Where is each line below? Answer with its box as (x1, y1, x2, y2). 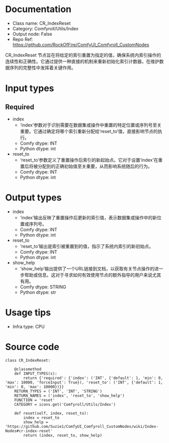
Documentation (5, 4, 72, 15)
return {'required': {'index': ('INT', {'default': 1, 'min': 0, (23, 375, 163, 381)
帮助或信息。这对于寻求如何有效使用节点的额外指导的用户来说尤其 (24, 272, 161, 278)
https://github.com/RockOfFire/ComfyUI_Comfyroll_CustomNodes (12, 41, 149, 47)
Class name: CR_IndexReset (12, 20, 71, 26)
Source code (5, 341, 59, 352)
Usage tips (5, 307, 51, 319)
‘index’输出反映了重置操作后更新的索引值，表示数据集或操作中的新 (20, 214, 157, 220)
